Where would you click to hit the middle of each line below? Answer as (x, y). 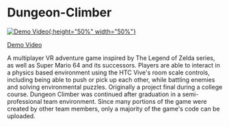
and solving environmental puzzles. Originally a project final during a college (115, 87)
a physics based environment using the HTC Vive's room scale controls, (108, 72)
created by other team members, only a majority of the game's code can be (113, 109)
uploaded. (21, 116)
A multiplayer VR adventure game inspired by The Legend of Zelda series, (111, 58)
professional (25, 101)
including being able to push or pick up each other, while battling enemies (111, 79)
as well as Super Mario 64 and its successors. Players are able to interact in (114, 65)
